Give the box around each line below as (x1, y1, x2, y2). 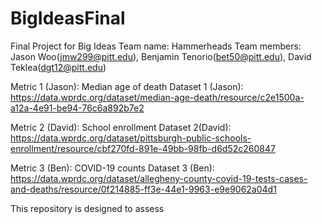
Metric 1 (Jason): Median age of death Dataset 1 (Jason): (10, 80, 244, 92)
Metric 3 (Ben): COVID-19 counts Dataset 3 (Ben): (10, 162, 215, 174)
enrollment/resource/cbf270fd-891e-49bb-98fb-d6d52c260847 (10, 142, 276, 154)
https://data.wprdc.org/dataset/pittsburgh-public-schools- (10, 132, 252, 144)
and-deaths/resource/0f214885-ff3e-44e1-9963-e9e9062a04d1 (10, 183, 277, 195)
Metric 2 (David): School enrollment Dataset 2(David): (10, 121, 232, 133)
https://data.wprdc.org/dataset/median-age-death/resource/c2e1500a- (10, 91, 305, 103)
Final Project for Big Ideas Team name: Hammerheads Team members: (10, 40, 302, 52)
